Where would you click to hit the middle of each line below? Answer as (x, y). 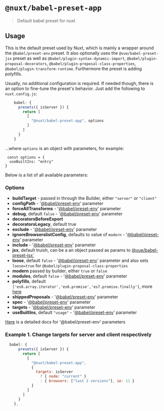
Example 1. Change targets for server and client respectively (78, 334)
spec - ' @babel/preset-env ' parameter (51, 302)
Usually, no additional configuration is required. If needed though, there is (79, 83)
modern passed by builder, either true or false (60, 271)
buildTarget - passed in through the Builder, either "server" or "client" (84, 198)
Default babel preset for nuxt (46, 21)
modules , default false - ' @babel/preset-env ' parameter (70, 276)
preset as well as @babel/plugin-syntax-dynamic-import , (70, 58)
